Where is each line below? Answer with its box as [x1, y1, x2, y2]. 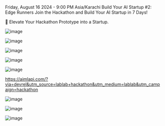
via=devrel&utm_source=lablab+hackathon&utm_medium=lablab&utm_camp [5, 81, 160, 87]
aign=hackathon [5, 87, 38, 93]
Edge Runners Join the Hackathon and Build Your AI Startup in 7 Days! [5, 9, 148, 15]
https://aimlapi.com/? [5, 76, 48, 82]
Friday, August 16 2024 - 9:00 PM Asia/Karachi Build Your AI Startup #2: [5, 4, 152, 10]
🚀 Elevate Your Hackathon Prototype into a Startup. [5, 19, 109, 25]
